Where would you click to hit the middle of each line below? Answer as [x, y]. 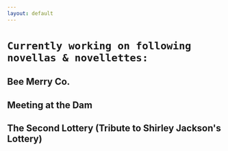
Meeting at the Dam [50, 105]
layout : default [30, 13]
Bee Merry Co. [39, 82]
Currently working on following [99, 45]
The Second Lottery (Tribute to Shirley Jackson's [114, 128]
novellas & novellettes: [78, 58]
